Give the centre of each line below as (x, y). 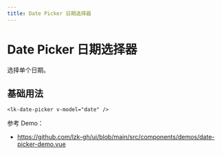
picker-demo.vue (42, 144)
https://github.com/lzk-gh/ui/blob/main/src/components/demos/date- (116, 137)
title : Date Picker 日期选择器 (49, 13)
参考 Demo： (25, 123)
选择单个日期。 (28, 70)
